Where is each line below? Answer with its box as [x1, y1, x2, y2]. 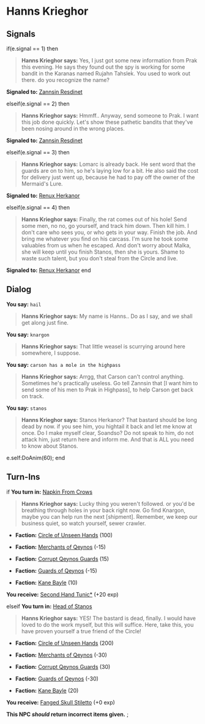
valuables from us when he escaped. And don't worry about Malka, [21, 242, 192, 249]
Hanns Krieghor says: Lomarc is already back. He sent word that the [21, 160, 196, 168]
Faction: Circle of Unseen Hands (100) [15, 531, 113, 538]
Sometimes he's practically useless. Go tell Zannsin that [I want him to [21, 379, 198, 387]
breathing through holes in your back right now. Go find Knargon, [21, 507, 185, 514]
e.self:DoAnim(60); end [6, 454, 65, 461]
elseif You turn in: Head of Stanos [6, 602, 92, 610]
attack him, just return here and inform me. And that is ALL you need [21, 436, 194, 443]
